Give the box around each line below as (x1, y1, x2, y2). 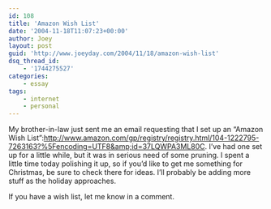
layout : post (8, 42, 53, 50)
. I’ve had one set (204, 142, 263, 151)
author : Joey (8, 34, 53, 43)
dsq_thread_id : (8, 58, 60, 66)
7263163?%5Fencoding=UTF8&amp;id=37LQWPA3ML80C (8, 142, 205, 151)
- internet (23, 95, 60, 103)
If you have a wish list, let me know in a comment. (8, 192, 174, 202)
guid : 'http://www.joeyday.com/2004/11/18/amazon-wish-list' (8, 49, 220, 58)
